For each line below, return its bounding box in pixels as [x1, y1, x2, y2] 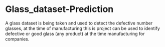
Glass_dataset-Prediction [5, 3, 114, 15]
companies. [5, 36, 30, 42]
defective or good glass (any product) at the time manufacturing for [5, 30, 145, 36]
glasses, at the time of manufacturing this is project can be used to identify [5, 25, 160, 31]
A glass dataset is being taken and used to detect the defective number [5, 20, 153, 26]
